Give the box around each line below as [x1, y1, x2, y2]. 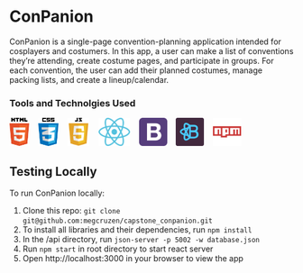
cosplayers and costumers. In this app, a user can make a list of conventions [9, 45, 294, 56]
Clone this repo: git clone [22, 205, 121, 216]
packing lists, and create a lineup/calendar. [9, 74, 170, 85]
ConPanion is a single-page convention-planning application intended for [9, 36, 282, 47]
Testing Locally [9, 164, 97, 179]
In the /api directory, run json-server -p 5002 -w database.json [22, 234, 260, 245]
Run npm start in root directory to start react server [22, 243, 214, 254]
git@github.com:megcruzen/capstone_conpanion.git [22, 216, 214, 226]
